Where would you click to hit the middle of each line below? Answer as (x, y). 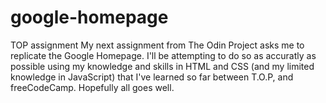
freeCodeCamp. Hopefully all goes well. (92, 87)
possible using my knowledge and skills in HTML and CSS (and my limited (162, 66)
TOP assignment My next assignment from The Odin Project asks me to (157, 45)
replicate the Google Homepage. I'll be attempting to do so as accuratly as (163, 55)
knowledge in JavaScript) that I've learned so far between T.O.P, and (152, 77)
